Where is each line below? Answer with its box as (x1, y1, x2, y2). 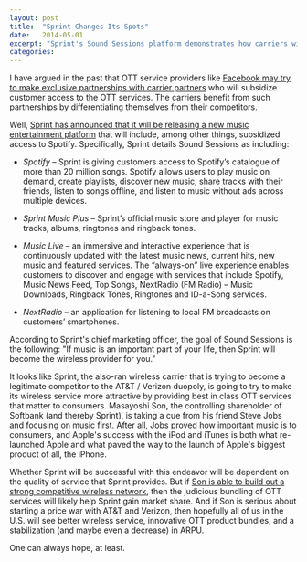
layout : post (9, 13, 59, 23)
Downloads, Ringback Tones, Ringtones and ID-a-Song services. (22, 289, 268, 300)
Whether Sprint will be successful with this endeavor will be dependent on (9, 467, 290, 478)
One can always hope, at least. (9, 543, 126, 554)
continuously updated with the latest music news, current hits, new (22, 250, 276, 261)
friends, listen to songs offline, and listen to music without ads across (22, 186, 284, 196)
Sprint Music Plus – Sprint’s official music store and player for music (22, 213, 279, 224)
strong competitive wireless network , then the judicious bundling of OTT (9, 486, 281, 497)
